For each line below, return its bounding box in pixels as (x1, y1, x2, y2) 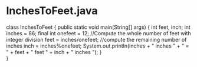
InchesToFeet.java (6, 4, 98, 18)
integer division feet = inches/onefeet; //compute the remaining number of (6, 36, 187, 43)
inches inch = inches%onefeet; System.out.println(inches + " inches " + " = (6, 42, 189, 49)
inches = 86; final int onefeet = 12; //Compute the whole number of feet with (6, 29, 191, 36)
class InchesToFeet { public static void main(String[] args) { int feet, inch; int (6, 24, 191, 31)
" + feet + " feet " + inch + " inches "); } (6, 48, 102, 55)
